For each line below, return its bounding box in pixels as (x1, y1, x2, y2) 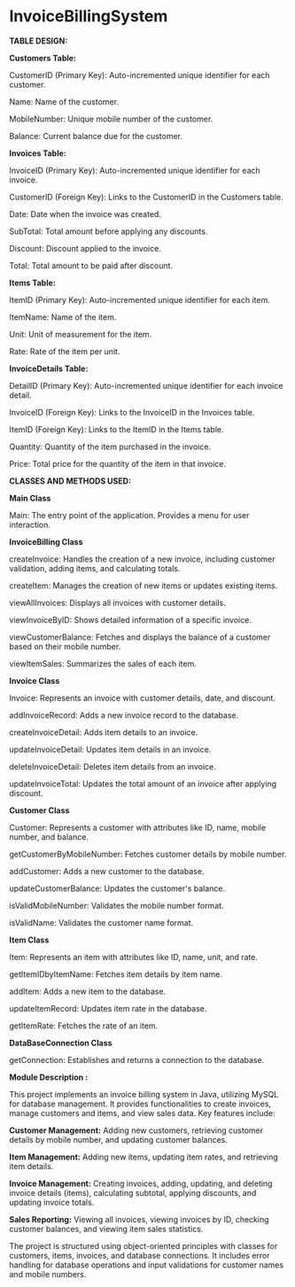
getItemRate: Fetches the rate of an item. (9, 1020, 159, 1031)
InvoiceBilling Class (9, 536, 83, 547)
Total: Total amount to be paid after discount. (9, 260, 174, 271)
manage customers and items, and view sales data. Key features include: (9, 1107, 276, 1118)
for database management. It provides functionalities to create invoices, (9, 1098, 272, 1109)
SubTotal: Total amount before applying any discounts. (9, 226, 208, 236)
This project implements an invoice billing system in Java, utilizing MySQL (9, 1089, 279, 1099)
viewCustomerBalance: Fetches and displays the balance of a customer (9, 632, 271, 642)
